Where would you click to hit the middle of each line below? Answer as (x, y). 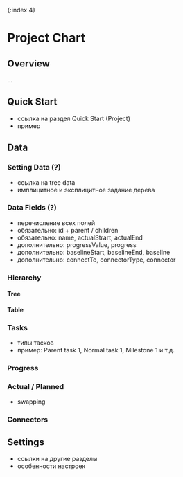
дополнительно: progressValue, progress (77, 244)
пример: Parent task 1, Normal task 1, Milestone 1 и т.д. (96, 350)
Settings (26, 442)
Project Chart (46, 38)
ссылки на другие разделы (57, 459)
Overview (29, 63)
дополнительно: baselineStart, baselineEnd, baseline (94, 252)
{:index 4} (21, 10)
